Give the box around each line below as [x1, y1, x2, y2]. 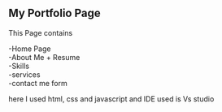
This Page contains [8, 28, 73, 37]
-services [8, 69, 41, 80]
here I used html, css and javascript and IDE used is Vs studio [8, 93, 215, 104]
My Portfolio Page [8, 6, 102, 20]
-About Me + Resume [8, 52, 81, 62]
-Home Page [8, 44, 51, 54]
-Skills [8, 61, 30, 71]
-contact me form [8, 78, 67, 88]
